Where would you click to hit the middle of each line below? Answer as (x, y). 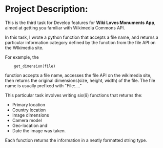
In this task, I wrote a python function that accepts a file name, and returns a (82, 37)
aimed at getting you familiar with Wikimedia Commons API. (65, 27)
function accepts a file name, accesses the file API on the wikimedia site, (78, 75)
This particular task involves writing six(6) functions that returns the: (74, 95)
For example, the (22, 57)
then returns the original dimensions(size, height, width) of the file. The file (80, 80)
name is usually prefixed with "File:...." (43, 86)
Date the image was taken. (39, 130)
